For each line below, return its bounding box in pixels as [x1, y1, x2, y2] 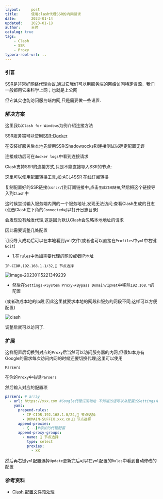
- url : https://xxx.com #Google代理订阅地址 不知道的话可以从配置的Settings [9, 399, 156, 404]
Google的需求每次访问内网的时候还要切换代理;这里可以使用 [5, 356, 123, 361]
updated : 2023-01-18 [5, 20, 53, 26]
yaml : [14, 403, 25, 408]
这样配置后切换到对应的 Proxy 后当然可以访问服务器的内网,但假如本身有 [5, 349, 145, 355]
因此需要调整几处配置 [5, 227, 48, 233]
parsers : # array [5, 394, 40, 399]
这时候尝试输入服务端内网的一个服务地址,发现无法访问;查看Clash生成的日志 [5, 201, 155, 206]
